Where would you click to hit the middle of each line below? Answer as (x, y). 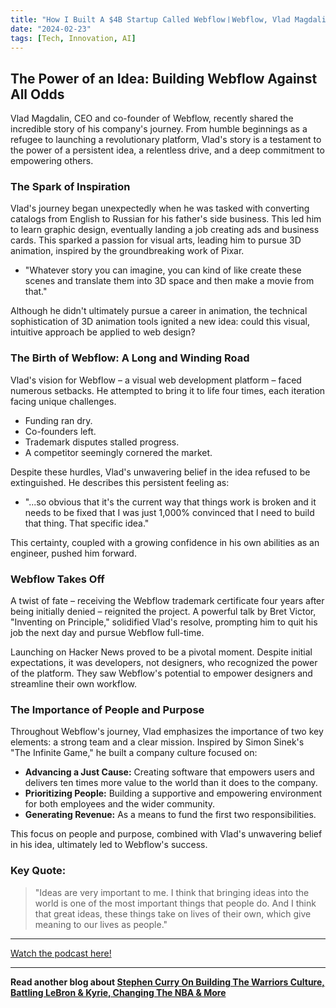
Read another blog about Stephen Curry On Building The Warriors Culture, (167, 982)
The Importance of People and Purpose (107, 709)
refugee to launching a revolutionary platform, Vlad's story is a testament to (166, 140)
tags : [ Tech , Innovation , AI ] (73, 38)
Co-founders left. (60, 431)
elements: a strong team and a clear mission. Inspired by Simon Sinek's (157, 742)
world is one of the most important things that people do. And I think (175, 903)
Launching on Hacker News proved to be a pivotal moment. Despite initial (161, 652)
